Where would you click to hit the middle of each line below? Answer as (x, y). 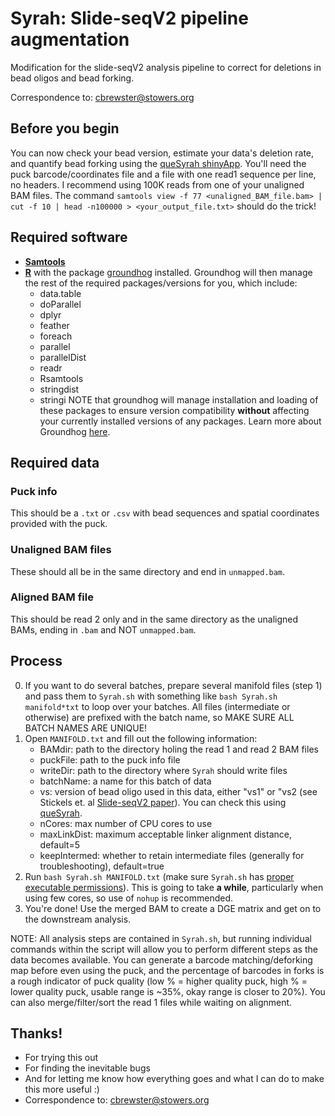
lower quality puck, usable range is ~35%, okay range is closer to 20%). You (168, 991)
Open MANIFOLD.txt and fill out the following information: (141, 738)
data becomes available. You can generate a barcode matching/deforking (161, 959)
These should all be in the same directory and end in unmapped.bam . (148, 571)
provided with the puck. (59, 524)
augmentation (70, 39)
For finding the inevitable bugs (87, 1068)
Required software (69, 237)
